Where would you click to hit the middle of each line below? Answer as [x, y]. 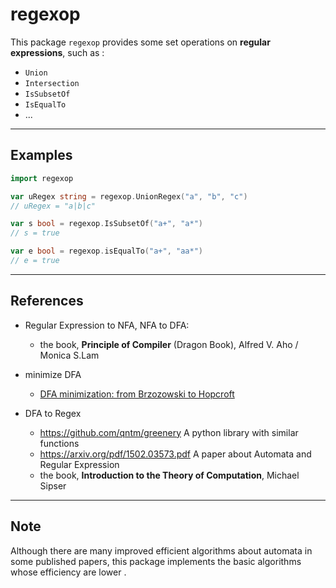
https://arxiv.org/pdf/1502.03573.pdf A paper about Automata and [175, 454]
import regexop [42, 178]
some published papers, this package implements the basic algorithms [156, 561]
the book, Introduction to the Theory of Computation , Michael [169, 475]
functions [59, 443]
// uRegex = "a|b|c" [53, 206]
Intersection [52, 83]
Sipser [53, 485]
